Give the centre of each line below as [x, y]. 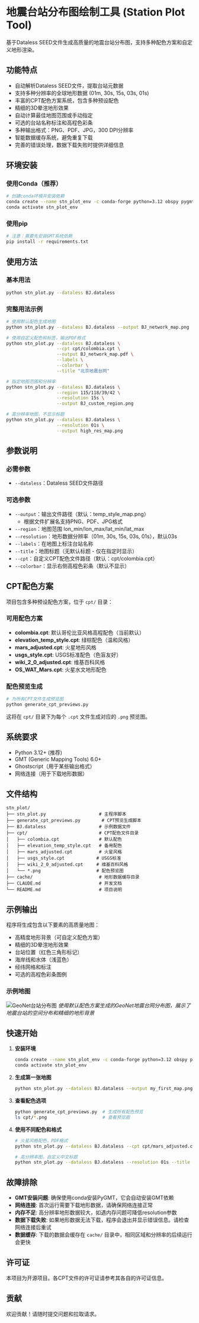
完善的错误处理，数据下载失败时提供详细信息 [69, 145]
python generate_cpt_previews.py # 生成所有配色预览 [79, 1112]
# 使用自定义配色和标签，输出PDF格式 [46, 338]
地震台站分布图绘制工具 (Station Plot [96, 12]
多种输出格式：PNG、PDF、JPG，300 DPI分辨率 [74, 130]
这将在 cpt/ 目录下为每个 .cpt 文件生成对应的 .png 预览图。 [78, 716]
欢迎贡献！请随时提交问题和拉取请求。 [53, 1314]
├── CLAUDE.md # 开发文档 [64, 883]
